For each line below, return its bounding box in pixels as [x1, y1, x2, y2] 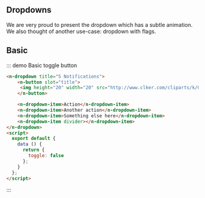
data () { [17, 141, 43, 147]
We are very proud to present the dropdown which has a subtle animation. [6, 21, 193, 28]
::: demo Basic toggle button [6, 61, 77, 69]
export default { [12, 136, 56, 142]
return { [22, 147, 45, 153]
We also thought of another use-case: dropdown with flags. [6, 28, 157, 35]
